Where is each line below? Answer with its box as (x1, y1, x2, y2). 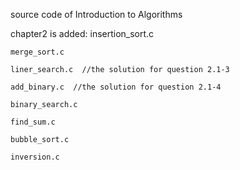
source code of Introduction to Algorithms (10, 9, 183, 20)
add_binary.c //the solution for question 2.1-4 (10, 82, 222, 92)
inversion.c (10, 152, 60, 162)
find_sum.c (10, 117, 56, 127)
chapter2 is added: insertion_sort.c (10, 28, 155, 39)
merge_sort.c (10, 47, 65, 57)
